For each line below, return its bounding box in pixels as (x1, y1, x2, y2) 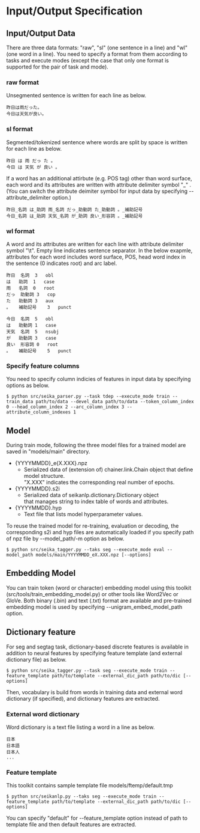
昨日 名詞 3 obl (6, 272, 54, 278)
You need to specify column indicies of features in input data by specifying (6, 376, 191, 383)
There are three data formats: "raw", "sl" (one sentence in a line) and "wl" (6, 44, 187, 51)
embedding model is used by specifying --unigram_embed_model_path (6, 603, 183, 611)
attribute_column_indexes (6, 409, 71, 415)
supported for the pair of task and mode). (6, 63, 109, 70)
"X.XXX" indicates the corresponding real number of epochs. (23, 479, 175, 486)
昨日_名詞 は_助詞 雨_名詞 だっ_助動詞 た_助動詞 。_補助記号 (6, 206, 143, 213)
